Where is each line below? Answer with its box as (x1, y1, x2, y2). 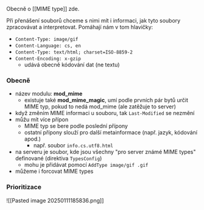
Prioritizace (6, 183, 41, 191)
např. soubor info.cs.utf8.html (33, 142, 114, 149)
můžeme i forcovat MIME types (15, 167, 94, 175)
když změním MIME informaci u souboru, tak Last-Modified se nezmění (15, 110, 195, 117)
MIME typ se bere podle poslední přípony (24, 122, 128, 130)
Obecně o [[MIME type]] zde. (6, 5, 80, 12)
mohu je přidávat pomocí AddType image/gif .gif (24, 161, 149, 169)
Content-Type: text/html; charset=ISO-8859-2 (15, 49, 133, 55)
